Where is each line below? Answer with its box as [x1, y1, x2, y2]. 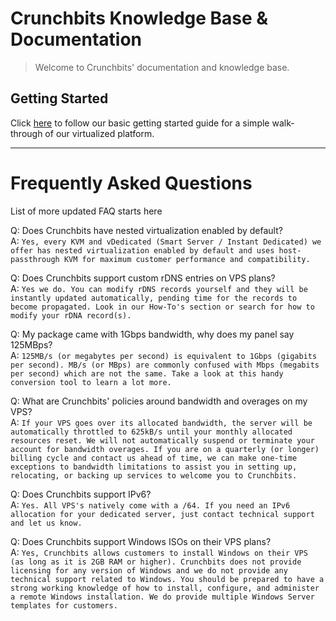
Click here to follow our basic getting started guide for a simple [10, 117, 270, 129]
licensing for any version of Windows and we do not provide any [10, 565, 288, 576]
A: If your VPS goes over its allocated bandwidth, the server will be [10, 416, 313, 428]
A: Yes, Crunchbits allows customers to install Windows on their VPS [10, 546, 308, 558]
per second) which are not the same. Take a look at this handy [10, 368, 284, 379]
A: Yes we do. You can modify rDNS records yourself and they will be [10, 282, 308, 294]
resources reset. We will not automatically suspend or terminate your [10, 435, 315, 446]
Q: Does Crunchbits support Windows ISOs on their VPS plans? [10, 535, 272, 547]
